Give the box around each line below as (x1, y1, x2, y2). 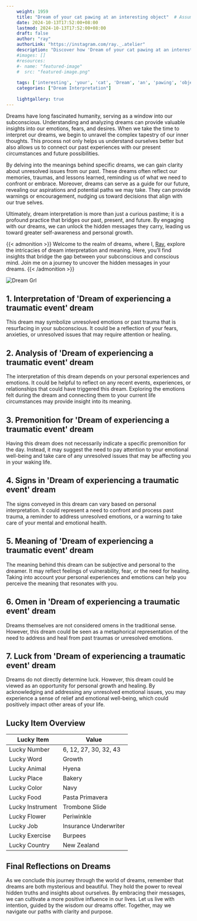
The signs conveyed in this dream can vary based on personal (6, 500, 157, 507)
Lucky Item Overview (6, 718, 86, 728)
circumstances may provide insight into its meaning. (6, 398, 132, 405)
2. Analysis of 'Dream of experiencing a (6, 348, 154, 358)
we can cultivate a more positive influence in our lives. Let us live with (6, 895, 175, 902)
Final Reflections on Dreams (6, 861, 111, 871)
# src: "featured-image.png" (16, 69, 91, 75)
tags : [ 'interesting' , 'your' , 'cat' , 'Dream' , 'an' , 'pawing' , (16, 80, 177, 86)
